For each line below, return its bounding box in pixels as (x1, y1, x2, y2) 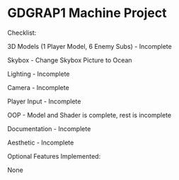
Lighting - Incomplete (7, 69, 70, 78)
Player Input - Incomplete (7, 97, 81, 106)
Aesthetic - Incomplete (7, 138, 74, 147)
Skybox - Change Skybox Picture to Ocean (7, 55, 132, 64)
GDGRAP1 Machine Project (7, 5, 167, 21)
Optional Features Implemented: (7, 152, 101, 160)
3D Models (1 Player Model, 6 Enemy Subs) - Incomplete (7, 42, 172, 50)
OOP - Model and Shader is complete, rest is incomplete (7, 111, 172, 119)
